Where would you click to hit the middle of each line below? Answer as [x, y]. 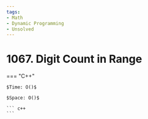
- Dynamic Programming [35, 23]
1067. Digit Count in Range [74, 59]
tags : [13, 12]
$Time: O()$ [21, 87]
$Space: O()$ [23, 98]
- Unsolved [20, 29]
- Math [15, 18]
